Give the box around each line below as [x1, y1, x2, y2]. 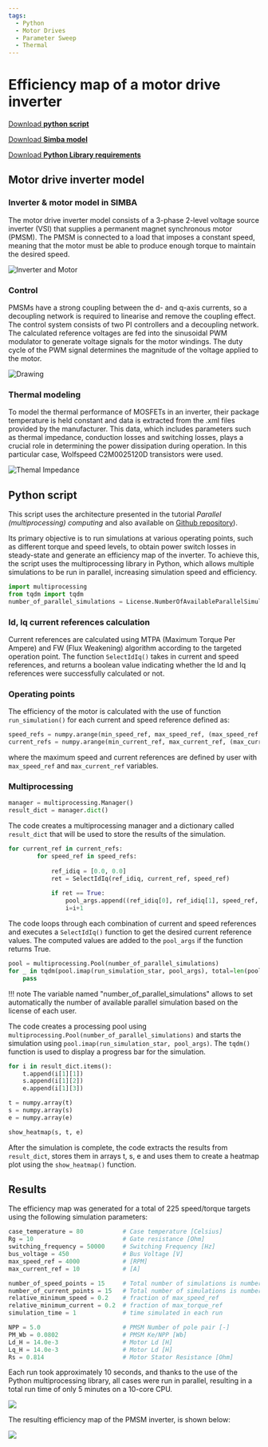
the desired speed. [8, 249, 70, 259]
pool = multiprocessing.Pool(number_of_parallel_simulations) [8, 960, 219, 968]
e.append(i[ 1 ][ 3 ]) [22, 1084, 84, 1092]
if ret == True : [50, 890, 105, 898]
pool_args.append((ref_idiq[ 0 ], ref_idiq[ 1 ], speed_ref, [65, 897, 259, 905]
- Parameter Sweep [15, 34, 77, 42]
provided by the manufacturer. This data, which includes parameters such [8, 424, 251, 434]
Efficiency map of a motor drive [8, 76, 221, 94]
